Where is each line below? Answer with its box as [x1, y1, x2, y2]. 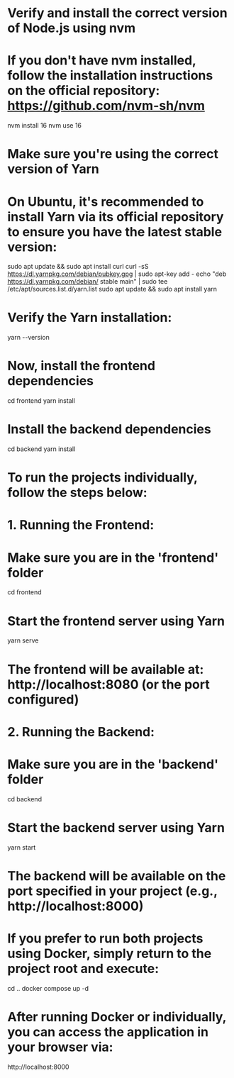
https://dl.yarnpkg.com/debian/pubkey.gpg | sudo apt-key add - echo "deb [7, 269, 227, 278]
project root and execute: [7, 960, 160, 977]
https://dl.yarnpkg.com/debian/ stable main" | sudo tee [7, 277, 168, 286]
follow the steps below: [7, 484, 147, 501]
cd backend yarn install [7, 445, 76, 453]
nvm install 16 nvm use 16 [7, 121, 82, 130]
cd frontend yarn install [7, 396, 76, 405]
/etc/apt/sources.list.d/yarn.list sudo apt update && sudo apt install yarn [7, 285, 218, 294]
